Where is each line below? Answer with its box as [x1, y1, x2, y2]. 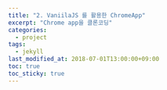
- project [15, 33, 47, 41]
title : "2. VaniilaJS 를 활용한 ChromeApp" [8, 11, 147, 20]
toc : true [8, 63, 41, 70]
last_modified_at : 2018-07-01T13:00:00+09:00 [8, 56, 159, 63]
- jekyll [15, 48, 44, 56]
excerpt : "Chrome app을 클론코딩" [8, 19, 113, 27]
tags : [8, 41, 26, 49]
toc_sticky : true [8, 70, 65, 77]
